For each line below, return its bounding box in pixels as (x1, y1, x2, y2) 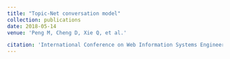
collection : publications (7, 16, 81, 23)
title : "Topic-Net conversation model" (7, 10, 121, 17)
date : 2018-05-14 (7, 23, 57, 29)
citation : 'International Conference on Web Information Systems (7, 42, 197, 49)
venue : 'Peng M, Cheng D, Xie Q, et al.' (7, 29, 127, 36)
